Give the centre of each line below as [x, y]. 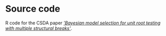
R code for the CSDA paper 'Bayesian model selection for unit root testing [83, 23]
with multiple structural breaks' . [39, 28]
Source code [33, 9]
